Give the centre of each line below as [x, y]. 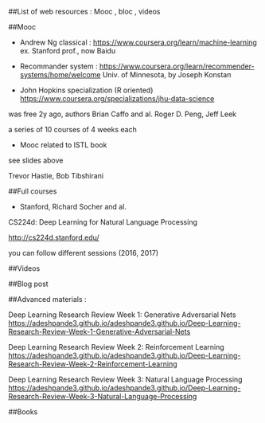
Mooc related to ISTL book [63, 145]
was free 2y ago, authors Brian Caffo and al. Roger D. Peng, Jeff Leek [123, 114]
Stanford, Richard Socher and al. [73, 207]
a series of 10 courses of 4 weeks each [72, 129]
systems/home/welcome [60, 74]
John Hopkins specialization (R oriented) [86, 90]
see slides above [36, 160]
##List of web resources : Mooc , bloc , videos [84, 12]
